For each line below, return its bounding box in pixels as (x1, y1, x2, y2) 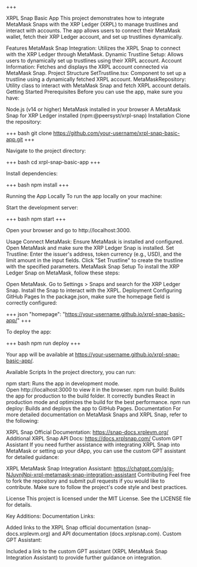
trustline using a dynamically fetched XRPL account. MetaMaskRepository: (6, 76, 186, 83)
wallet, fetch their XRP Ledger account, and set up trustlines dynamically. (6, 33, 183, 40)
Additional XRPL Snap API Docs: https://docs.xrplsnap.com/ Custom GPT (6, 435, 183, 442)
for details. (6, 501, 32, 508)
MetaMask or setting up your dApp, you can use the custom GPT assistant (6, 447, 186, 454)
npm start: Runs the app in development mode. (6, 380, 120, 387)
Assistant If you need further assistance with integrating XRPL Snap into (6, 441, 181, 448)
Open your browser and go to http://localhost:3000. (6, 227, 131, 233)
